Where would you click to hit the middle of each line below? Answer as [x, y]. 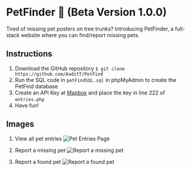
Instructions [29, 54]
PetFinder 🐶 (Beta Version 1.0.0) [87, 12]
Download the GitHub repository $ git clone [70, 68]
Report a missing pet [40, 150]
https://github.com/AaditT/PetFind [59, 74]
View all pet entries [38, 138]
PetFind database [36, 86]
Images [20, 124]
